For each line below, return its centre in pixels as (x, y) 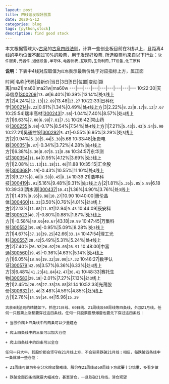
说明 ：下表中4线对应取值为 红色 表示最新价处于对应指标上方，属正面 (74, 71)
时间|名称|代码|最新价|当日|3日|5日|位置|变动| (52, 82)
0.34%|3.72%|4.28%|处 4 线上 (71, 145)
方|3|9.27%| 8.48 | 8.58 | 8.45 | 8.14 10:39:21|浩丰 (52, 177)
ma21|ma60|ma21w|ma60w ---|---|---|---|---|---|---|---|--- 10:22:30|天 (86, 88)
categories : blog (23, 24)
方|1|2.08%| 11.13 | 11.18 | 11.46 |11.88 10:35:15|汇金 (56, 164)
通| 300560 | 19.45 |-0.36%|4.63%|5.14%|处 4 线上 (54, 253)
